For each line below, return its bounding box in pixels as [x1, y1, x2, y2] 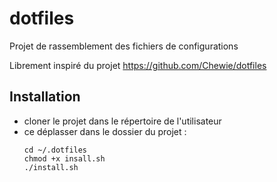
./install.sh [23, 162, 79, 172]
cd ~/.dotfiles [23, 145, 88, 155]
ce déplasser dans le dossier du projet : [23, 125, 187, 137]
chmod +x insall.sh [23, 153, 106, 164]
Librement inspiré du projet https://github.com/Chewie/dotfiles [9, 59, 267, 71]
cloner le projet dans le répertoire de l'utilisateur [23, 115, 222, 127]
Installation [9, 88, 81, 106]
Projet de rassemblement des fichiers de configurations [9, 40, 239, 52]
